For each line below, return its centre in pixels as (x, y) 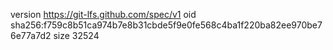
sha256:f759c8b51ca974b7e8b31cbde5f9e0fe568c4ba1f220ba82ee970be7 (166, 25)
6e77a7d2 (31, 35)
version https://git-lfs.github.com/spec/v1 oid (103, 14)
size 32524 (76, 35)
